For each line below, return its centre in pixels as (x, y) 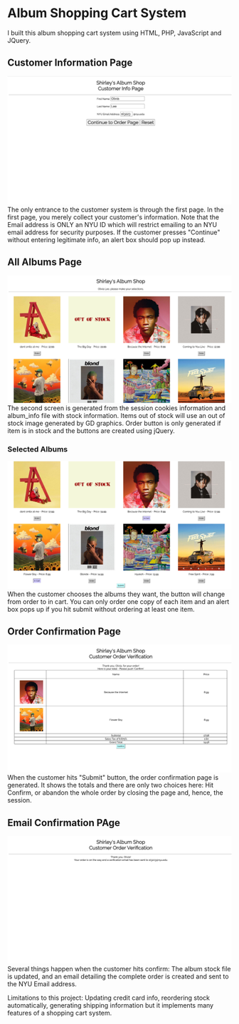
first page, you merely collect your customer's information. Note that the (113, 217)
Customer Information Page (70, 63)
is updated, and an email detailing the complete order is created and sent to (118, 976)
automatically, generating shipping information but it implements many (111, 1005)
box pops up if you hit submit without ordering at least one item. (101, 609)
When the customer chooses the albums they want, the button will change (116, 594)
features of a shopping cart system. (60, 1013)
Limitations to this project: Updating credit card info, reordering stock (108, 998)
